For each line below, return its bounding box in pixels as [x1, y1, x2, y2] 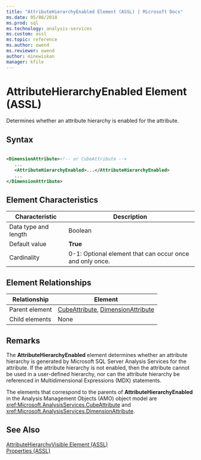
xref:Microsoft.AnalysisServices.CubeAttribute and [6, 401, 131, 408]
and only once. [68, 257, 111, 265]
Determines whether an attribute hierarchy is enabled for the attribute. [6, 117, 179, 125]
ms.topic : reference [6, 37, 58, 43]
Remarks [6, 335, 41, 346]
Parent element [9, 305, 52, 314]
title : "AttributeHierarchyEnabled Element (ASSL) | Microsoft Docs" [6, 8, 184, 15]
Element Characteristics [6, 195, 99, 205]
